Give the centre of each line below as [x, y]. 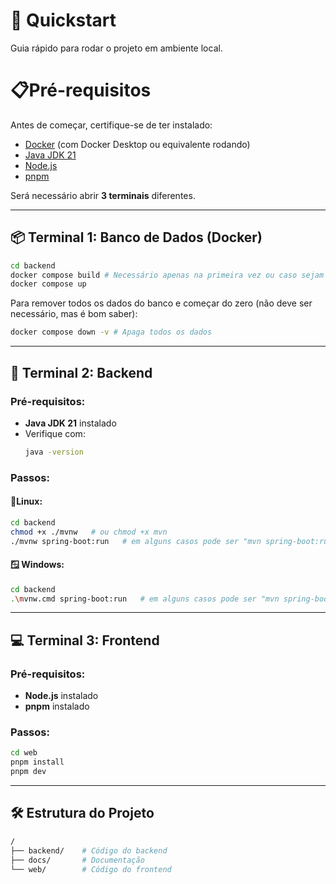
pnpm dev [28, 772]
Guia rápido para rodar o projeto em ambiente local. [116, 48]
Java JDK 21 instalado [70, 423]
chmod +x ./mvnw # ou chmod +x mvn [89, 532]
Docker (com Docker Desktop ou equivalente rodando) [137, 144]
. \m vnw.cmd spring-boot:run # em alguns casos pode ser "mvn [145, 599]
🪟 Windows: [37, 565]
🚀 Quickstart [63, 20]
